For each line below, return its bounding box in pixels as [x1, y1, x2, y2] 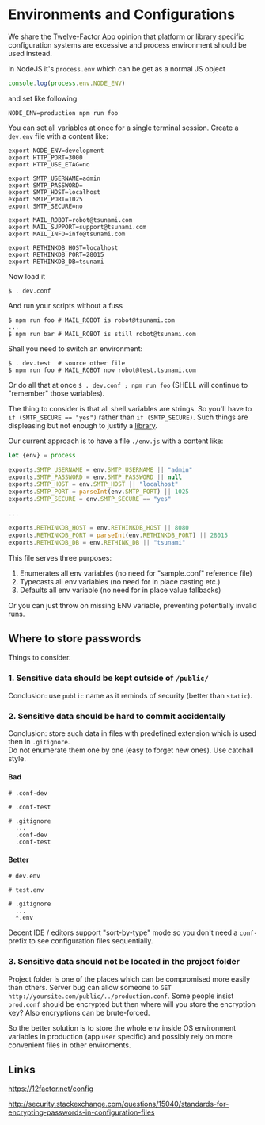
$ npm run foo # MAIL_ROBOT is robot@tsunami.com [8, 316, 176, 324]
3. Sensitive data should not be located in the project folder [8, 956, 240, 967]
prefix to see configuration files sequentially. [8, 936, 153, 946]
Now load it [8, 271, 46, 281]
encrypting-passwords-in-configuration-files [8, 1108, 155, 1117]
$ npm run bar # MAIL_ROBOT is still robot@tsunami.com [8, 330, 196, 338]
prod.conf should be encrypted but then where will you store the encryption [8, 999, 256, 1008]
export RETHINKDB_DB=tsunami [8, 258, 104, 266]
